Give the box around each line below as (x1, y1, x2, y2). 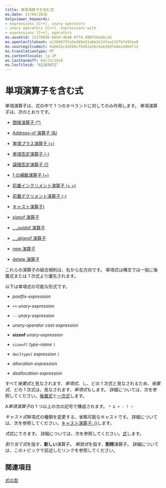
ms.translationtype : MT (5, 49, 55, 54)
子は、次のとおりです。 (5, 109, 53, 115)
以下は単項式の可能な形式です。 (5, 283, 70, 290)
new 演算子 (12, 246, 36, 252)
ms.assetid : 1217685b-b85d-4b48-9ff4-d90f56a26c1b (5, 35, 112, 40)
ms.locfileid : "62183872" (5, 62, 58, 67)
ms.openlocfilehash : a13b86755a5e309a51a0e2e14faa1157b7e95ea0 (5, 40, 139, 45)
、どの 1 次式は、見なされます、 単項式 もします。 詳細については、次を (9, 387, 153, 393)
